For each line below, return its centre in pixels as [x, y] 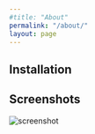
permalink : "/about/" [49, 26]
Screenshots [45, 99]
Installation [40, 69]
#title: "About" [39, 17]
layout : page [33, 33]
